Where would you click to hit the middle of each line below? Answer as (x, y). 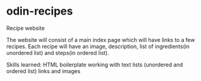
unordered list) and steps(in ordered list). (58, 52)
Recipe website (26, 28)
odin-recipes (40, 11)
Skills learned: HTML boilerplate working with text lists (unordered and (95, 65)
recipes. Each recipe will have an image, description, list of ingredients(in (98, 46)
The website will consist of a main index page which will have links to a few (100, 40)
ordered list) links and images (44, 71)
